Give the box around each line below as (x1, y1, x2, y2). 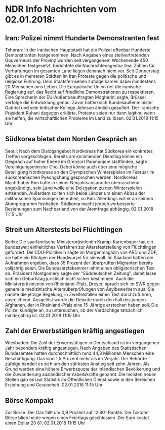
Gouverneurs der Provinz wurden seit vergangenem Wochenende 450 (5, 57, 148, 63)
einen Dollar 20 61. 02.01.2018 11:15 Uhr (5, 420, 85, 426)
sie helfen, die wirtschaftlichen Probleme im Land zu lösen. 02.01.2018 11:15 (5, 115, 159, 121)
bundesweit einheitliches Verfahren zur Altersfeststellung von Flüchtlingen (5, 244, 157, 250)
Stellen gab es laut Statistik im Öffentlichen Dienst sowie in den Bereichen (5, 376, 156, 382)
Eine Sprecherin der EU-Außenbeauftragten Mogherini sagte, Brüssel (5, 94, 146, 100)
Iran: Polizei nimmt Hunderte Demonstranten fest (5, 34, 160, 42)
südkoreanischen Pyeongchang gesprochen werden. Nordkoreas (5, 174, 138, 180)
